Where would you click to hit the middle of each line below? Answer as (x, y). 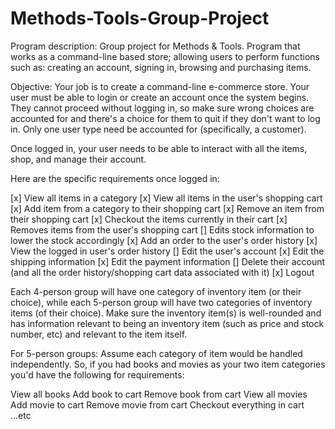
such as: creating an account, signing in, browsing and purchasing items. (161, 67)
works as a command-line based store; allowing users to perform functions (165, 56)
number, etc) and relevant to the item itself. (99, 334)
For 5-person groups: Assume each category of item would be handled (156, 353)
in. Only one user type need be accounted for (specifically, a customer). (158, 129)
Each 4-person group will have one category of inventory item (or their (156, 291)
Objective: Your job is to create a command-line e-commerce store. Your (160, 86)
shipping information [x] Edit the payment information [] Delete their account (168, 261)
